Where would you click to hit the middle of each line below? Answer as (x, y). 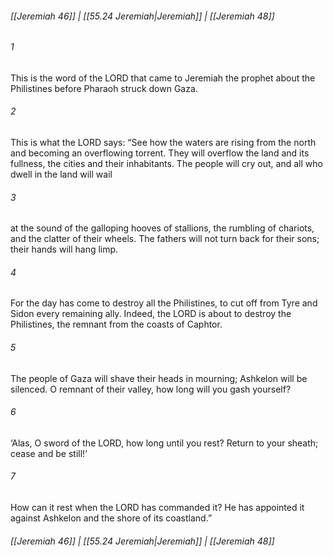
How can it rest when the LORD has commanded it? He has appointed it (157, 508)
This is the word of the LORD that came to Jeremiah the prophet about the (163, 78)
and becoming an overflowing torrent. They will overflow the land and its (160, 153)
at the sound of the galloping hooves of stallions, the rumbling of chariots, (162, 228)
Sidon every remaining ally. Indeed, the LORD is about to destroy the (151, 314)
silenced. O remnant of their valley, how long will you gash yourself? (151, 389)
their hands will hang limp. (64, 249)
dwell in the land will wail (61, 174)
